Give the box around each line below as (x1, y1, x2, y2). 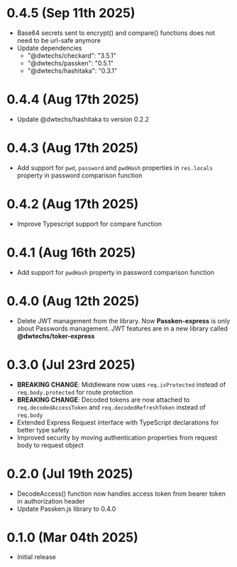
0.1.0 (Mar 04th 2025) (6, 529, 139, 546)
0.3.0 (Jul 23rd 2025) (6, 356, 136, 373)
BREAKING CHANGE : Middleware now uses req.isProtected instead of (16, 380, 226, 389)
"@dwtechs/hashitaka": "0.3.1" (27, 66, 118, 75)
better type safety (16, 425, 70, 434)
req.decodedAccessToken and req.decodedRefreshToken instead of (16, 402, 206, 411)
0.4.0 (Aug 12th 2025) (6, 293, 140, 309)
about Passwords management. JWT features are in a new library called (16, 324, 228, 333)
